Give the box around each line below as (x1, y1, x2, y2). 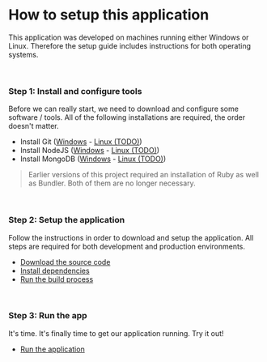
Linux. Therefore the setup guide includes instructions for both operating (8, 40, 252, 50)
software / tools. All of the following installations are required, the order (8, 113, 246, 122)
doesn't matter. (8, 121, 59, 131)
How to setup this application (8, 6, 210, 24)
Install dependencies (19, 266, 91, 275)
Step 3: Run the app (8, 310, 87, 322)
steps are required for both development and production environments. (8, 241, 245, 251)
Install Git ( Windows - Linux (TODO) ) (19, 137, 143, 147)
